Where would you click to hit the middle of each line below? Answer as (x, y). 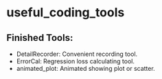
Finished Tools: (40, 38)
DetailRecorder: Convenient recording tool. (77, 54)
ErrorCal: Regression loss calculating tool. (76, 61)
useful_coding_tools (66, 13)
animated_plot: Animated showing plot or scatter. (85, 68)
